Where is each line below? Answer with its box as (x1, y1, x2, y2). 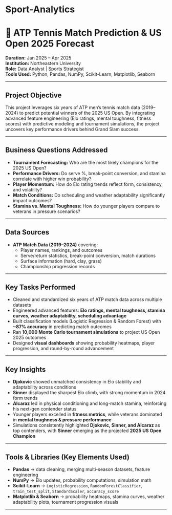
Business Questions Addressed (5, 146, 108, 155)
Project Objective (5, 91, 62, 99)
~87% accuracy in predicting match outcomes (12, 324, 112, 330)
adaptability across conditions (12, 384, 77, 390)
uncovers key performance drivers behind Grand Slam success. (5, 126, 140, 132)
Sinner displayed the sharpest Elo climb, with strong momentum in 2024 (12, 390, 166, 396)
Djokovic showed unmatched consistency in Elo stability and (12, 379, 141, 385)
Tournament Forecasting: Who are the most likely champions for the (12, 159, 159, 165)
